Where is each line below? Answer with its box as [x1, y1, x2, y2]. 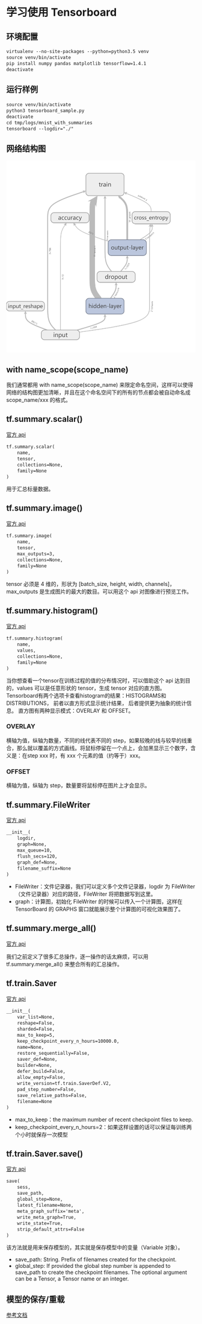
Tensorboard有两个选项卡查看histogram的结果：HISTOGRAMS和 [6, 692, 167, 699]
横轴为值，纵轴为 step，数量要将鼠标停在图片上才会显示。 [6, 782, 150, 789]
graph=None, [17, 841, 47, 847]
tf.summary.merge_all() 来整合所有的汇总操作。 [6, 960, 123, 967]
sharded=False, [17, 1026, 55, 1032]
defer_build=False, [17, 1068, 66, 1074]
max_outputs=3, [17, 550, 55, 557]
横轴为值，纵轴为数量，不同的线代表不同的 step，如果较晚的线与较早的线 [6, 737, 188, 744]
